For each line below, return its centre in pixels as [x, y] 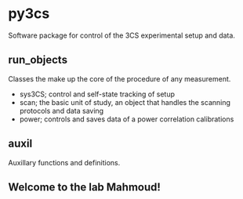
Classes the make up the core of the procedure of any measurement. [120, 78]
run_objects [38, 60]
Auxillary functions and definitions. [64, 162]
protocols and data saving [62, 110]
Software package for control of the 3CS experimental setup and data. [121, 35]
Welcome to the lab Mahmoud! [84, 187]
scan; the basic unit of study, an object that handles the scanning [125, 102]
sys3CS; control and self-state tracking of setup [97, 94]
